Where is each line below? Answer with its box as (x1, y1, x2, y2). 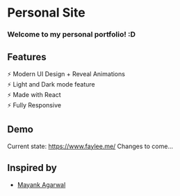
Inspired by (7, 162, 57, 174)
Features (7, 51, 47, 63)
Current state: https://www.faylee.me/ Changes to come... (7, 142, 174, 150)
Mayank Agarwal (17, 180, 66, 188)
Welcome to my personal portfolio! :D (7, 30, 136, 39)
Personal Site (7, 5, 85, 21)
